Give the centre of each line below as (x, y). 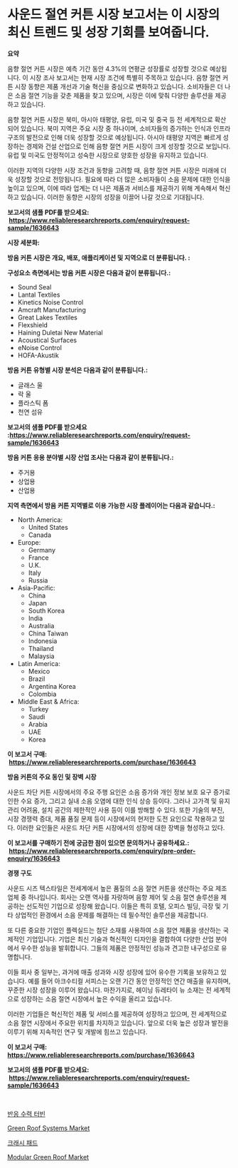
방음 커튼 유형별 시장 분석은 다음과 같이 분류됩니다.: (77, 370)
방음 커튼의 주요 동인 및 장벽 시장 (52, 777)
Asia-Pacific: (36, 588)
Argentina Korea (52, 686)
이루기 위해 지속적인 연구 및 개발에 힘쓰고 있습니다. (77, 1032)
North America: (40, 519)
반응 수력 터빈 (27, 1114)
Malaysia (41, 656)
